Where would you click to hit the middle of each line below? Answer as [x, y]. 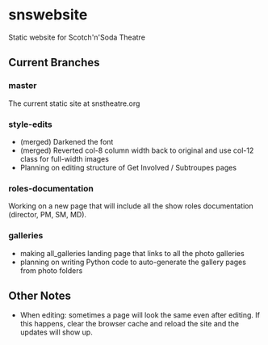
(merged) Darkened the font [67, 141]
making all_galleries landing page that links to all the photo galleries [132, 253]
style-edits [30, 124]
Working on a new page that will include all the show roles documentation [131, 206]
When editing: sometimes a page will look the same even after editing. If [140, 315]
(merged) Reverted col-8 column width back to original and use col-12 [137, 150]
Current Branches [54, 63]
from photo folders [51, 270]
